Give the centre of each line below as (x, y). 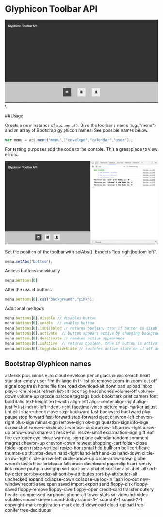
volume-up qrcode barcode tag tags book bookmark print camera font (88, 396)
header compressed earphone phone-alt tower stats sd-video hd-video (76, 494)
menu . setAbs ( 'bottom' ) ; (29, 262)
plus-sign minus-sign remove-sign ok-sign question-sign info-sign (82, 422)
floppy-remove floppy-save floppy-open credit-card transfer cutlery (86, 489)
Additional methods (24, 308)
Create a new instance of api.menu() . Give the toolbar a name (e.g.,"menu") (81, 125)
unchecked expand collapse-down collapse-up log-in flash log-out (72, 479)
